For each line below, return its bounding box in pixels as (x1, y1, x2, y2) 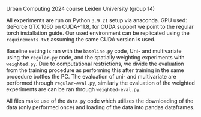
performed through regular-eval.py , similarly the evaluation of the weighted (6, 79, 195, 86)
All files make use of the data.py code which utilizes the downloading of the (6, 97, 194, 104)
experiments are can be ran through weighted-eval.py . (6, 86, 141, 92)
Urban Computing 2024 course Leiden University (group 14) (6, 5, 155, 12)
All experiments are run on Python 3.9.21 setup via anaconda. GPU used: (6, 17, 187, 23)
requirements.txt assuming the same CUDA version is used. (6, 36, 156, 43)
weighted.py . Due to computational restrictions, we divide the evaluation (6, 60, 184, 67)
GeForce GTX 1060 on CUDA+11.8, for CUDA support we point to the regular (6, 23, 194, 30)
